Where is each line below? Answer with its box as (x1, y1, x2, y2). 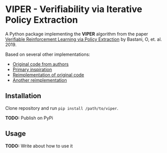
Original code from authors (12, 61, 69, 67)
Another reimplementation (12, 77, 67, 83)
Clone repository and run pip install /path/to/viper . (5, 105, 119, 111)
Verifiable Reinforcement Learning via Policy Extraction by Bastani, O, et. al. (5, 36, 162, 42)
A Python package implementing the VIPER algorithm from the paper (5, 31, 148, 37)
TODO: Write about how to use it (5, 142, 73, 149)
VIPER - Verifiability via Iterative (5, 4, 142, 15)
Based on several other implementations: (5, 51, 90, 57)
